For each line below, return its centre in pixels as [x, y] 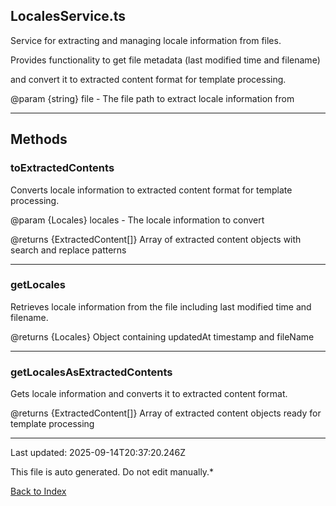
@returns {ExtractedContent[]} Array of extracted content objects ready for [166, 413]
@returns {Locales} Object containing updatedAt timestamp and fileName [162, 336]
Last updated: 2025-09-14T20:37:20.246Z [98, 453]
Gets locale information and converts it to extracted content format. [149, 394]
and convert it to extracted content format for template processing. [148, 79]
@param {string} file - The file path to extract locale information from [152, 98]
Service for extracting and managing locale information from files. [146, 40]
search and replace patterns [68, 250]
